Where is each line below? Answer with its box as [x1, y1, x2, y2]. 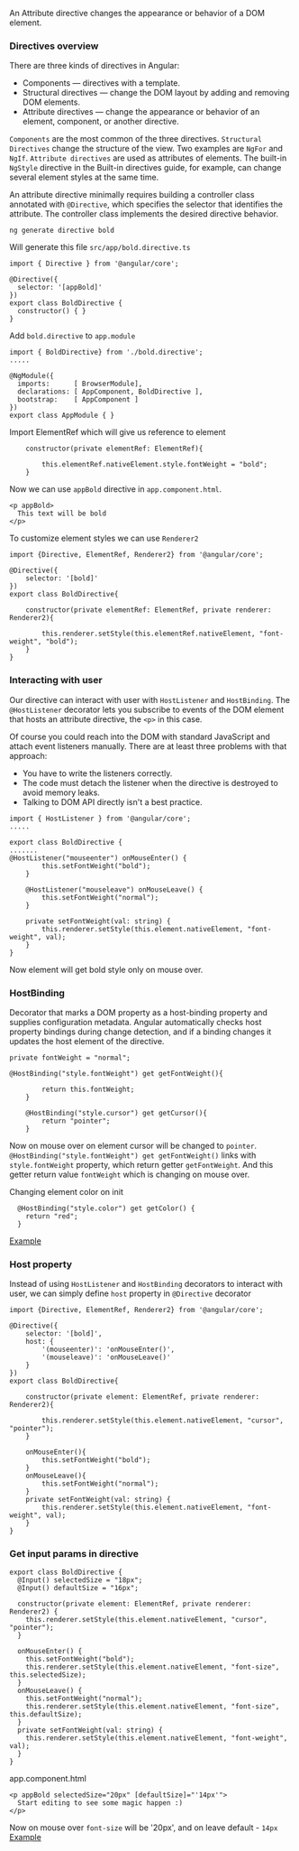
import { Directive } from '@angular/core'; [9, 259, 179, 269]
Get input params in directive [9, 1548, 140, 1560]
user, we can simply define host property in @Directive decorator [9, 1288, 252, 1299]
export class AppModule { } [9, 411, 115, 421]
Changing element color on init [9, 1186, 123, 1197]
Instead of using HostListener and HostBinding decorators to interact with [9, 1279, 284, 1290]
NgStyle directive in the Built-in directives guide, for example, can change [9, 162, 282, 173]
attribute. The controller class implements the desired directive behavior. [9, 208, 279, 219]
